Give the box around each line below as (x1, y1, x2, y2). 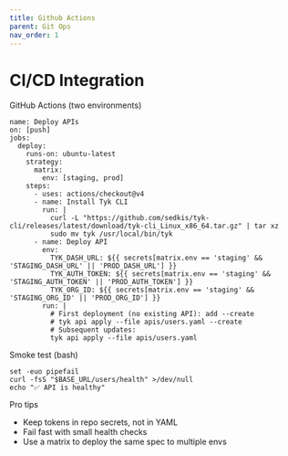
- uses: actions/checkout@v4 (33, 189, 145, 199)
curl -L (49, 214, 79, 223)
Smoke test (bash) (9, 349, 79, 361)
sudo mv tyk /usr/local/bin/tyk (49, 229, 173, 239)
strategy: (26, 157, 64, 167)
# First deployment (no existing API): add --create (49, 310, 255, 319)
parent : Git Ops (9, 22, 71, 31)
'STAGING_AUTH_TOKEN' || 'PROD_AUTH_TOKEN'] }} (9, 278, 194, 287)
